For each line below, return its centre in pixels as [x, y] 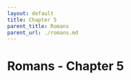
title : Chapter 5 [32, 20]
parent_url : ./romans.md [43, 32]
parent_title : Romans [38, 26]
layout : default [30, 13]
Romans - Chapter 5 [65, 66]
